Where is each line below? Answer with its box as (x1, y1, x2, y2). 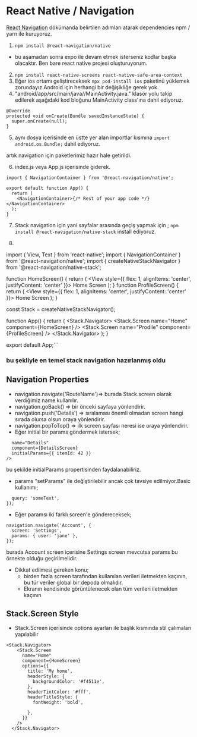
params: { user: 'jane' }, (11, 532, 78, 539)
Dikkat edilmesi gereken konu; (14, 566, 89, 573)
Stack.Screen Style (6, 609, 79, 619)
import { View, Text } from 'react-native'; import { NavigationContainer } (6, 251, 181, 258)
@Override (6, 108, 31, 114)
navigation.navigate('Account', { (6, 522, 92, 528)
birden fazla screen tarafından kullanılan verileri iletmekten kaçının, (23, 572, 188, 579)
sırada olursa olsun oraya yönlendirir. (14, 415, 106, 423)
